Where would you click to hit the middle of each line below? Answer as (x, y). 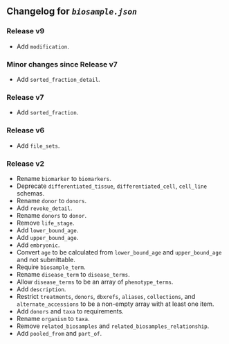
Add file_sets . (38, 146)
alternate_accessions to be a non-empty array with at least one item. (115, 304)
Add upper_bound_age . (47, 237)
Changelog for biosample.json (72, 11)
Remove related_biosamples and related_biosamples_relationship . (113, 326)
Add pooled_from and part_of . (59, 333)
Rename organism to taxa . (53, 318)
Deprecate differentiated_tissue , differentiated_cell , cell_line (112, 186)
